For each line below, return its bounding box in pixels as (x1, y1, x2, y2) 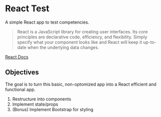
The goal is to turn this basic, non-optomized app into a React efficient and (5, 81, 157, 87)
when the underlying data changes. (27, 44, 99, 50)
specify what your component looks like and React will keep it (17, 39, 142, 45)
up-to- (143, 39, 157, 45)
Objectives (5, 68, 39, 77)
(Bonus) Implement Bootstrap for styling (12, 106, 94, 112)
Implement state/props (12, 101, 58, 107)
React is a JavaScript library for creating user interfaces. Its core (17, 29, 148, 34)
